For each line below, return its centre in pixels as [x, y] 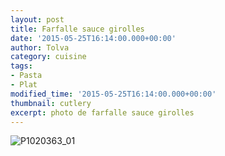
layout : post [37, 19]
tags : [21, 66]
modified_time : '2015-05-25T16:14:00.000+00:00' [113, 94]
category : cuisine [48, 57]
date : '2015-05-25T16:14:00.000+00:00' [93, 38]
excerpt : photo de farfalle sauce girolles [102, 112]
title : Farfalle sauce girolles [77, 29]
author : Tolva [40, 47]
